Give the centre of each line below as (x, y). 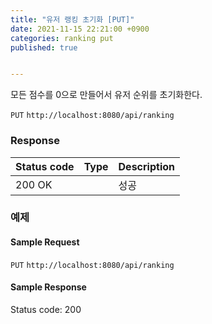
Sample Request (45, 242)
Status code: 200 (46, 309)
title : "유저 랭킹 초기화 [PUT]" (72, 19)
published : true (44, 47)
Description (146, 166)
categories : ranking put (62, 38)
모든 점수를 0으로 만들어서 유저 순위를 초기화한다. (106, 95)
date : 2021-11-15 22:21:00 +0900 (80, 29)
